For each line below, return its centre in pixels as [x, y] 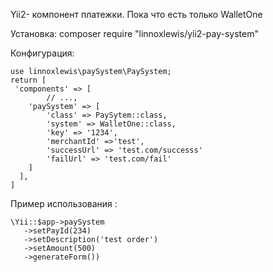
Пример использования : [64, 203]
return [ [28, 80]
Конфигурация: [42, 53]
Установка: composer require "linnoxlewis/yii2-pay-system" [134, 33]
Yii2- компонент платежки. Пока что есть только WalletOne [136, 14]
